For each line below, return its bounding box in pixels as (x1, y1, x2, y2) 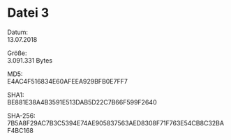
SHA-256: (7, 111, 36, 120)
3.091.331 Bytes (7, 56, 53, 64)
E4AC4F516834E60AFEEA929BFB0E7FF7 (7, 77, 128, 85)
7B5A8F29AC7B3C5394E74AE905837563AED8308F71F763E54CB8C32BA (7, 118, 225, 127)
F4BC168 (7, 126, 33, 134)
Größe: (7, 49, 27, 57)
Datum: (7, 28, 29, 36)
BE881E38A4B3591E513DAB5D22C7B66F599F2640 (7, 98, 157, 106)
